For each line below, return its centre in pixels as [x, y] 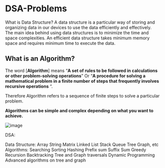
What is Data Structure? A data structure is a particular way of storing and [80, 22]
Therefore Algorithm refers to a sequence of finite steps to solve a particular [82, 96]
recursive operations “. [29, 86]
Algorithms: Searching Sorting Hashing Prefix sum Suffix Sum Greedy [76, 150]
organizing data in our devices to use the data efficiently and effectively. [78, 27]
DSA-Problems [36, 9]
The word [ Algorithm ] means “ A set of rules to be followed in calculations [81, 70]
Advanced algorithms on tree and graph [46, 160]
